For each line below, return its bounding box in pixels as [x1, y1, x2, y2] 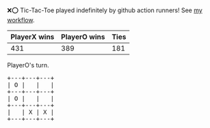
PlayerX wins [10, 32, 55, 42]
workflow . [7, 16, 35, 24]
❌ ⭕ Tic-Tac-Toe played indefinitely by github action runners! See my [7, 6, 203, 14]
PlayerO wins [61, 32, 105, 42]
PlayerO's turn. [7, 61, 49, 69]
